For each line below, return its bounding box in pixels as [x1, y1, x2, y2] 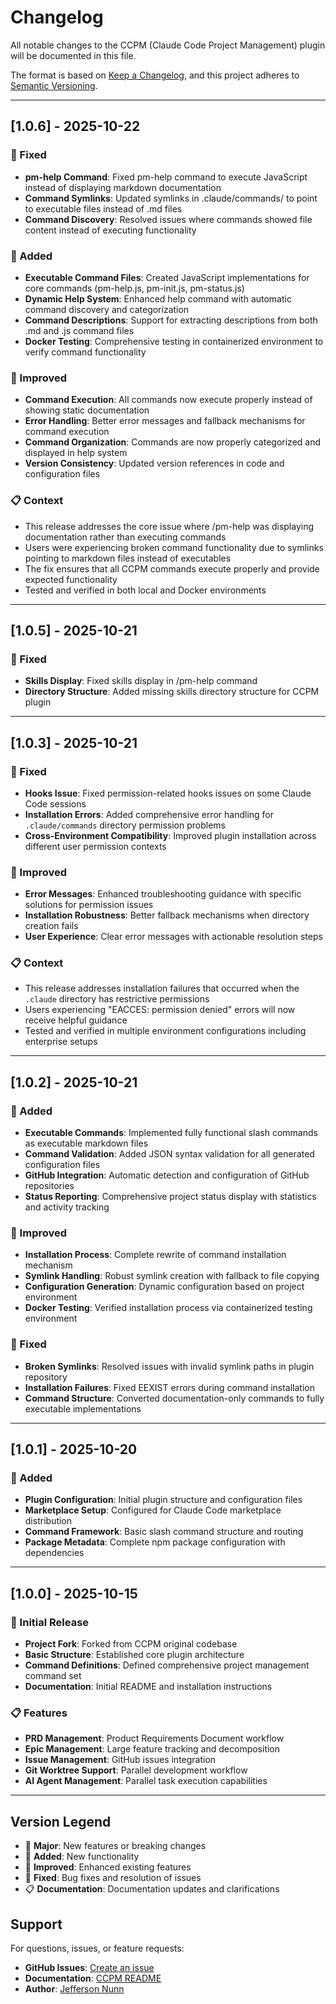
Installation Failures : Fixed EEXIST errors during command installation [24, 1381, 316, 1393]
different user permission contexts [24, 840, 167, 852]
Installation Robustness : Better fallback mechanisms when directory [24, 909, 310, 921]
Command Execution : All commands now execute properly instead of [24, 394, 313, 406]
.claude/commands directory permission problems [24, 819, 227, 831]
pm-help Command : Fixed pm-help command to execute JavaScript [24, 171, 308, 183]
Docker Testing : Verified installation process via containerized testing [24, 1302, 313, 1314]
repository [24, 1371, 68, 1383]
